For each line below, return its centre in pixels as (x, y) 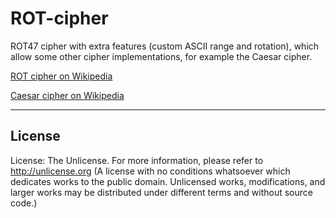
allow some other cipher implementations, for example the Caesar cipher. (161, 56)
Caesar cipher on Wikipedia (67, 95)
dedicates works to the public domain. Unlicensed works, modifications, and (168, 181)
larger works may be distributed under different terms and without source (161, 192)
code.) (24, 203)
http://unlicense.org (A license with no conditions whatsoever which (150, 171)
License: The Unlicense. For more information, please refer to (137, 160)
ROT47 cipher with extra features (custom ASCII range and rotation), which (165, 46)
